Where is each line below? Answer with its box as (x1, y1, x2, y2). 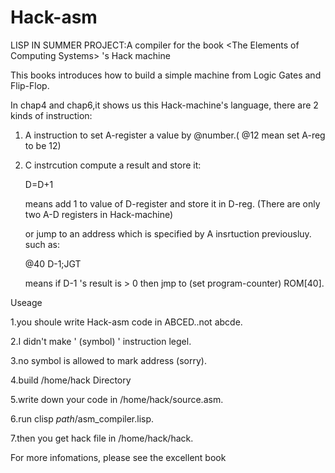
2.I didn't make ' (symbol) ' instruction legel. (10, 335, 192, 347)
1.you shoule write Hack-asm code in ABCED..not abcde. (10, 316, 243, 328)
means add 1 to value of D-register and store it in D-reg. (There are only (24, 197, 321, 210)
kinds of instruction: (10, 109, 93, 121)
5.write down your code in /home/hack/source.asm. (10, 393, 224, 405)
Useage (10, 296, 43, 308)
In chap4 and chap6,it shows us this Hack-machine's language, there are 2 (10, 99, 319, 111)
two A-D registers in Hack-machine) (24, 208, 174, 220)
